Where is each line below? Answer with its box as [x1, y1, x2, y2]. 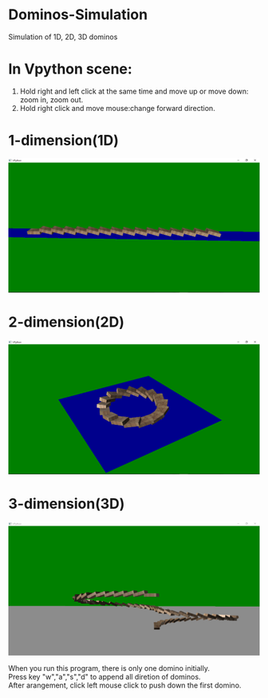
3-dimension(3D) [8, 495, 125, 513]
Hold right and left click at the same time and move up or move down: [19, 86, 249, 96]
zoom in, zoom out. [19, 94, 84, 105]
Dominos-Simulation [8, 6, 148, 24]
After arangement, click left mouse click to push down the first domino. [8, 680, 242, 690]
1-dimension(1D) [8, 132, 120, 149]
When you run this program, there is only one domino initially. [8, 664, 210, 673]
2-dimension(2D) [8, 313, 125, 331]
